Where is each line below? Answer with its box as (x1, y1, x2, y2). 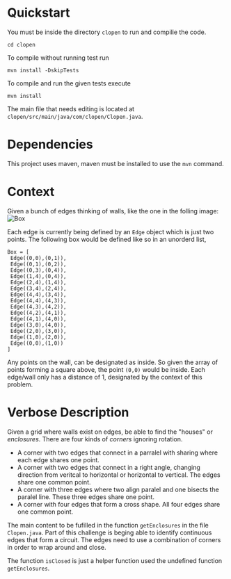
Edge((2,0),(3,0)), (10, 327, 67, 334)
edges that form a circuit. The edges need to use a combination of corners (7, 535, 221, 544)
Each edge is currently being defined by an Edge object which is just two (7, 227, 214, 236)
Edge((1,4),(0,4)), (10, 272, 67, 279)
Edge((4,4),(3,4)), (10, 291, 67, 298)
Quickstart (7, 5, 71, 21)
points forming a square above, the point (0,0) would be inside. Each (7, 365, 205, 373)
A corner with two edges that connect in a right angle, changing (17, 463, 200, 471)
